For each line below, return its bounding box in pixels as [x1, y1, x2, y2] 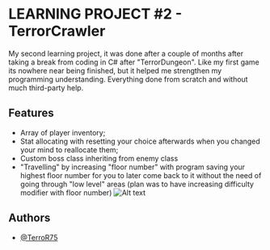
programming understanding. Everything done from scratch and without [8, 74, 248, 84]
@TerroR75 [19, 232, 58, 242]
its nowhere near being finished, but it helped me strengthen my [8, 65, 222, 75]
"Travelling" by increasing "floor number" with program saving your [19, 162, 245, 172]
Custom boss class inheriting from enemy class [19, 153, 179, 163]
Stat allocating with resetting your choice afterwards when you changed [19, 136, 260, 146]
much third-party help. [8, 82, 84, 93]
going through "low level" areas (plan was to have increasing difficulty [19, 179, 255, 189]
